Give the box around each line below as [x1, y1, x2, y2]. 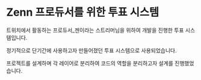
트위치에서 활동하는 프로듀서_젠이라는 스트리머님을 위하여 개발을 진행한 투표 [6, 26, 184, 34]
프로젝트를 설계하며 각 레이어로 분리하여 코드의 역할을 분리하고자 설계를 [6, 60, 173, 67]
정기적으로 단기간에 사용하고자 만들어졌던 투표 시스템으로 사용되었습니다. [6, 46, 177, 54]
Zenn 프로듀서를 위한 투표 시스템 [6, 5, 159, 19]
